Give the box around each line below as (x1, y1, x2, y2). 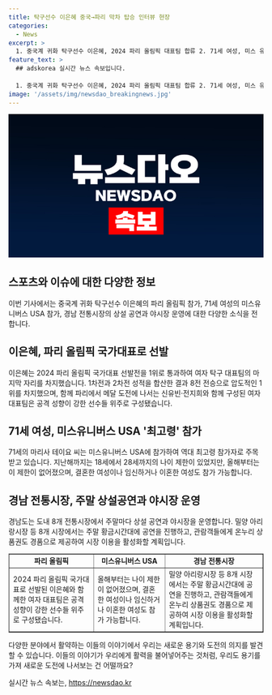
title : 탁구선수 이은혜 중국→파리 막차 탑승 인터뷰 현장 (8, 13, 171, 21)
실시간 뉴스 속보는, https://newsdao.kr (8, 677, 132, 687)
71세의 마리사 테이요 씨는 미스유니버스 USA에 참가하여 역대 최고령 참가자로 (8, 447, 244, 457)
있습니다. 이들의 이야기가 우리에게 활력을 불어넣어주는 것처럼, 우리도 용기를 (25, 650, 261, 660)
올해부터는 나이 (96, 574, 146, 584)
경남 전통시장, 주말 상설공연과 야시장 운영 (8, 493, 201, 507)
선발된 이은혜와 (28, 585, 76, 594)
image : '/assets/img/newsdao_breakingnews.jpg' (8, 90, 172, 98)
